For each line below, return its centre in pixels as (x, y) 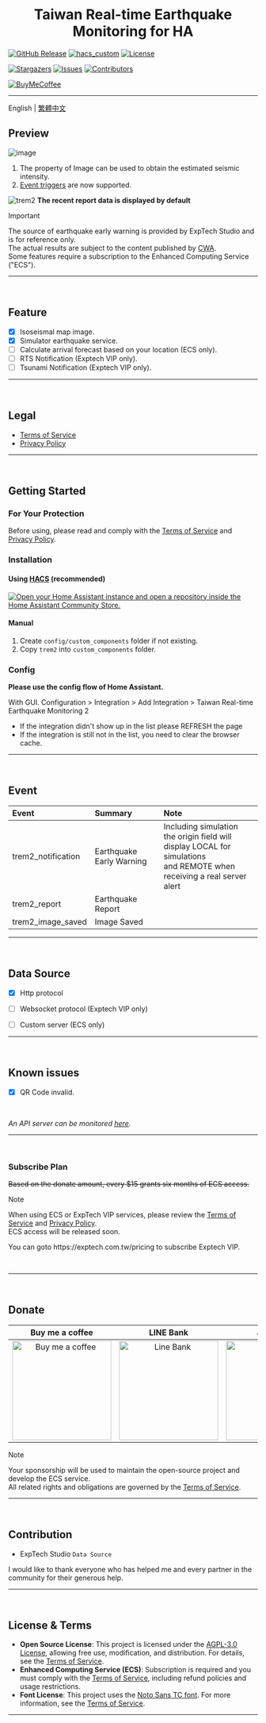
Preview (29, 134)
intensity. (34, 176)
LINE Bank (169, 1333)
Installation (30, 560)
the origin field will (198, 837)
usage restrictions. (50, 1686)
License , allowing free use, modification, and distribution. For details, (132, 1653)
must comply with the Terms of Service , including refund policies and (133, 1678)
